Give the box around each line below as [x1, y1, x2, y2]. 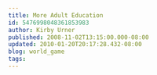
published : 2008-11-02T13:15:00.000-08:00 [8, 33, 149, 41]
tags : [8, 55, 26, 63]
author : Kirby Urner [8, 26, 76, 34]
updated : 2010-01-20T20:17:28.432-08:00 [8, 41, 143, 48]
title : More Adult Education [8, 11, 104, 20]
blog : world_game [8, 48, 65, 55]
